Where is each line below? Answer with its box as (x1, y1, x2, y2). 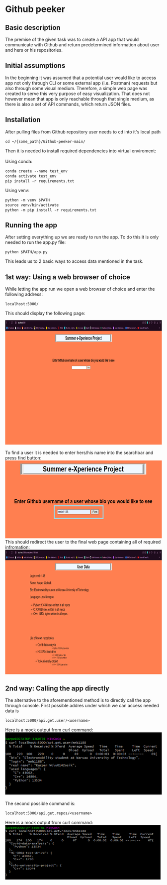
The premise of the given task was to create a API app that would (5, 36, 139, 42)
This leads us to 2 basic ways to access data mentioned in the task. (5, 258, 144, 264)
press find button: (5, 455, 42, 461)
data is (5, 708, 19, 714)
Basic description (5, 23, 61, 32)
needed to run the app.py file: (5, 239, 66, 245)
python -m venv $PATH (5, 198, 50, 203)
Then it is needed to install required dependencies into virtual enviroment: (5, 148, 157, 154)
